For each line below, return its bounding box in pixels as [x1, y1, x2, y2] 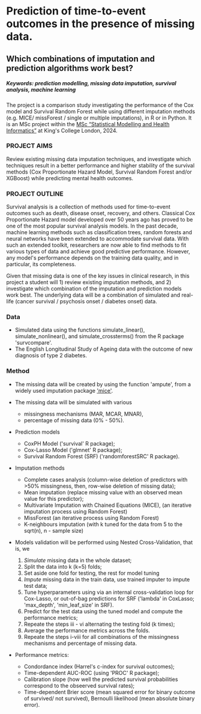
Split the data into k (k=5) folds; [23, 563, 102, 570]
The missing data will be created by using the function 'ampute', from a [14, 380, 191, 388]
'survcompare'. [14, 339, 53, 346]
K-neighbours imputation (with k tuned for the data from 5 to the [23, 521, 183, 528]
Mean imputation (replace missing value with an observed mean [23, 488, 183, 496]
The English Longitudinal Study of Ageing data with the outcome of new [14, 345, 193, 352]
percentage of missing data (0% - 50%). [23, 416, 125, 424]
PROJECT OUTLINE [6, 189, 64, 198]
